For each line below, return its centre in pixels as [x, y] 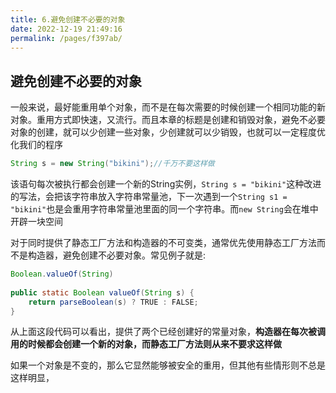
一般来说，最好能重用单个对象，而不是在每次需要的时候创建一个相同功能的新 [168, 107]
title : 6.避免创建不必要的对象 [68, 19]
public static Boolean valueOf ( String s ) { [102, 292]
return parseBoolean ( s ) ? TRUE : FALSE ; [113, 302]
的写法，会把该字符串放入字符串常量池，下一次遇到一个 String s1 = [149, 197]
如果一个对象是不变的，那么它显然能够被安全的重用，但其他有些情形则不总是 [168, 365]
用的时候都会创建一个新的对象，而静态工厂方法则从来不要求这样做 [146, 344]
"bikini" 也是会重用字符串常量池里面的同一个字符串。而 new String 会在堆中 [164, 209]
